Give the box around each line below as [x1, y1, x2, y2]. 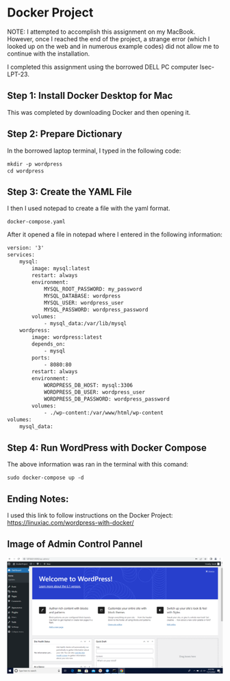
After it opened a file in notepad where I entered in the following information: [7, 230, 222, 238]
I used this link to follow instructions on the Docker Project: [7, 511, 173, 520]
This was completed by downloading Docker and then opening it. [7, 108, 191, 116]
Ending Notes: [7, 493, 69, 504]
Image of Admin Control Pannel [7, 538, 143, 550]
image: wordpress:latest [31, 334, 103, 341]
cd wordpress [7, 167, 44, 175]
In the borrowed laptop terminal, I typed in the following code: [7, 146, 181, 155]
